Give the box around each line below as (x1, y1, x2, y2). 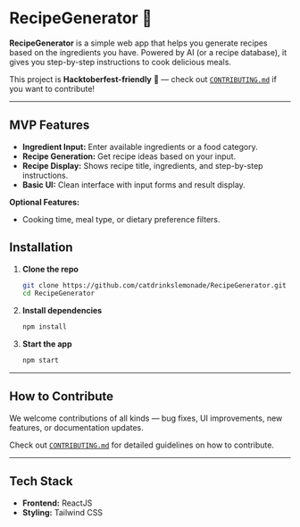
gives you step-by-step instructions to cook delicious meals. (9, 56, 232, 67)
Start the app (21, 339, 73, 349)
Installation (9, 240, 73, 255)
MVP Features (9, 118, 90, 133)
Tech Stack (9, 473, 73, 489)
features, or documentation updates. (9, 422, 145, 432)
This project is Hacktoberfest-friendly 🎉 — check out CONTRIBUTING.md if (9, 73, 277, 84)
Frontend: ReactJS (21, 498, 93, 508)
